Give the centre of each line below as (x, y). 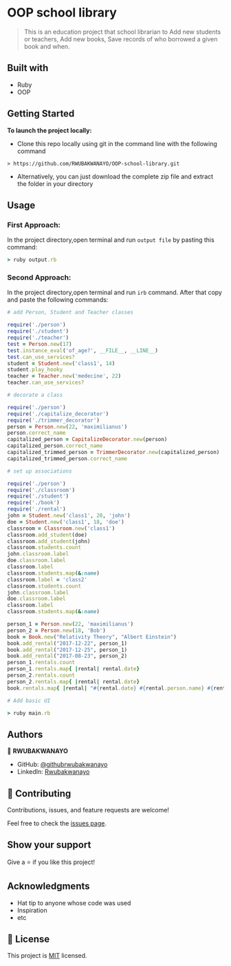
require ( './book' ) (33, 503)
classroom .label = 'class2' (47, 579)
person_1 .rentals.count (41, 663)
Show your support (49, 845)
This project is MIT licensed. (47, 956)
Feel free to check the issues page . (57, 823)
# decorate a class (35, 395)
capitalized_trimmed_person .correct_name (67, 459)
